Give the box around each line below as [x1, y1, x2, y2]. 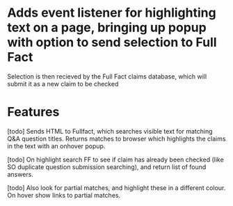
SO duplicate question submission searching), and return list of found [7, 162, 207, 171]
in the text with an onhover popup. [7, 141, 106, 150]
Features [7, 104, 60, 120]
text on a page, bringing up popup [7, 19, 207, 35]
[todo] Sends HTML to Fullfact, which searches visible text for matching [7, 127, 214, 135]
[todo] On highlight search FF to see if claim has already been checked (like [7, 155, 224, 164]
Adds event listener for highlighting [7, 5, 217, 21]
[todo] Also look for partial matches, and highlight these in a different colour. [7, 183, 226, 192]
